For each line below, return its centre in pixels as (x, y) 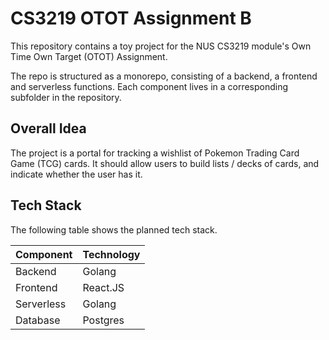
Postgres (103, 320)
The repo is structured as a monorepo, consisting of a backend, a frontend (164, 76)
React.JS (103, 287)
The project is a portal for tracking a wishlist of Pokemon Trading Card (155, 153)
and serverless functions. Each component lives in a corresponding (149, 86)
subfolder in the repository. (66, 97)
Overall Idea (48, 128)
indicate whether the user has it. (76, 174)
